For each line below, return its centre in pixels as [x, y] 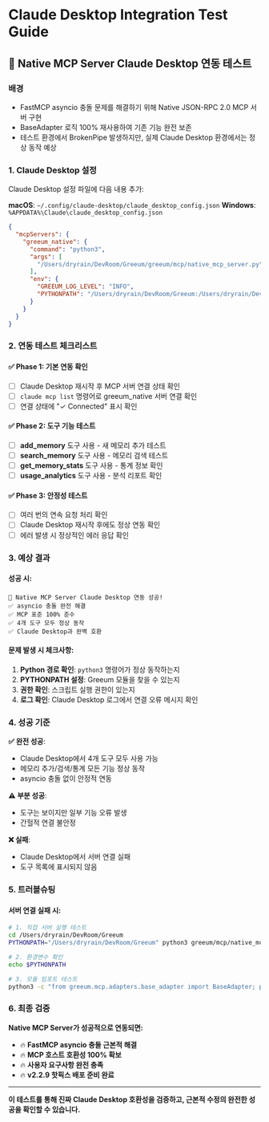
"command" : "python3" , [67, 249]
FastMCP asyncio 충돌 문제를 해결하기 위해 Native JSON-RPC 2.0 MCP [134, 107]
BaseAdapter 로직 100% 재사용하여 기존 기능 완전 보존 [106, 127]
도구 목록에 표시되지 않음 [58, 867]
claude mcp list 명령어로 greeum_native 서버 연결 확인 [108, 396]
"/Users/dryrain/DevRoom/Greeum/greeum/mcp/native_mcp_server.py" [150, 264]
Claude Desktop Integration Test [118, 15]
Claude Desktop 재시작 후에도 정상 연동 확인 [90, 525]
